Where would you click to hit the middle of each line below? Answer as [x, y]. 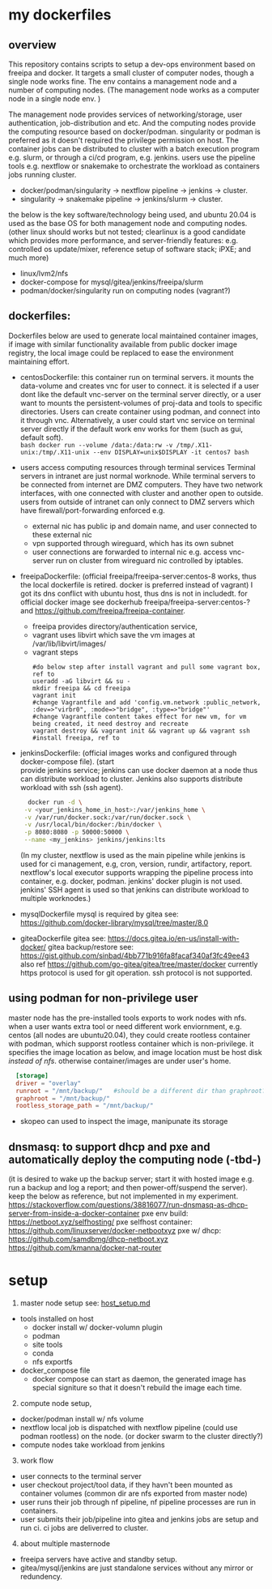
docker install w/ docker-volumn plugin [98, 1327]
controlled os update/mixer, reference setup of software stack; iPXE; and [130, 249]
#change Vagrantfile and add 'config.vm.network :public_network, [147, 703]
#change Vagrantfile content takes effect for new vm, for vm [139, 716]
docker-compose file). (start [67, 761]
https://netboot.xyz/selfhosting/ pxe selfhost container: [100, 1222]
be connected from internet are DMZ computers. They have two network [141, 485]
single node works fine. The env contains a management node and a [123, 81]
